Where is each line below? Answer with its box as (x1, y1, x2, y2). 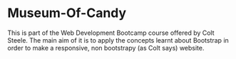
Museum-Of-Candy (7, 5, 127, 21)
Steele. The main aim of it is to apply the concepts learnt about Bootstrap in (7, 36, 230, 44)
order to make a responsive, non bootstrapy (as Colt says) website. (7, 43, 205, 52)
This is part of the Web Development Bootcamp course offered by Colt (7, 28, 215, 37)
